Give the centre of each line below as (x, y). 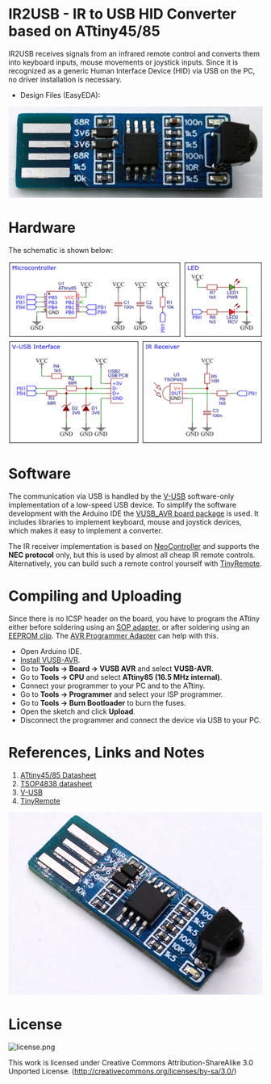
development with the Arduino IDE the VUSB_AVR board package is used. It (133, 513)
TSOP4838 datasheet (56, 784)
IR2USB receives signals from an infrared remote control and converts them (134, 53)
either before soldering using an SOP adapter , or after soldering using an (129, 627)
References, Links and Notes (106, 753)
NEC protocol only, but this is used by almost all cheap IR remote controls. (132, 555)
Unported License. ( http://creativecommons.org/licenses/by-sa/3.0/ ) (123, 1071)
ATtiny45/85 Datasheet (58, 775)
